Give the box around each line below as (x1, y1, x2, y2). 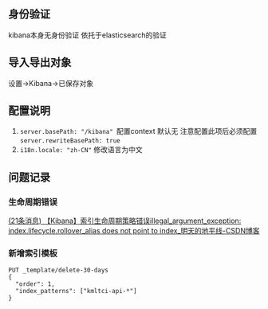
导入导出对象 (8, 56, 72, 69)
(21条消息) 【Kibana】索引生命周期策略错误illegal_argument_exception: (8, 216, 242, 225)
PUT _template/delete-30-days (8, 266, 109, 275)
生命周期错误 (8, 196, 58, 207)
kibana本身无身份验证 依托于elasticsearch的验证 (8, 30, 167, 40)
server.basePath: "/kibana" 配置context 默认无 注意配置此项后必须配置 (19, 127, 258, 136)
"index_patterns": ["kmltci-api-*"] (15, 287, 137, 295)
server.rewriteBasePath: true (19, 137, 121, 145)
